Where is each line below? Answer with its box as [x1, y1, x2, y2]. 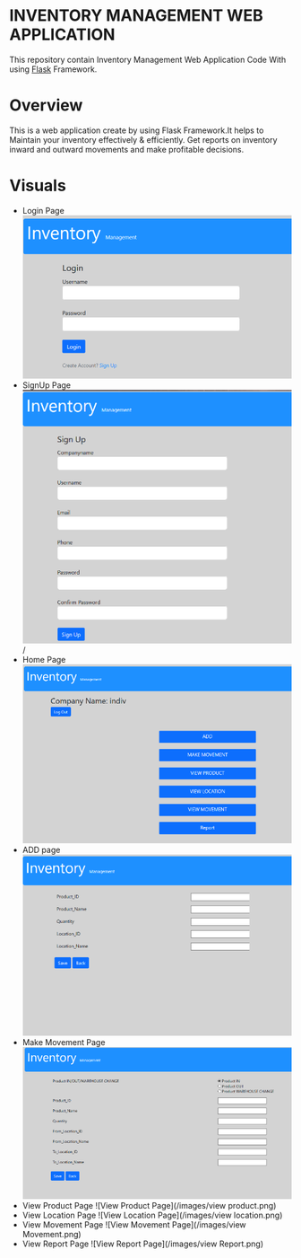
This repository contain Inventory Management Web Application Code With [9, 54, 287, 65]
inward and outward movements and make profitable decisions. [9, 144, 245, 154]
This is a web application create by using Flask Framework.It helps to [9, 125, 264, 136]
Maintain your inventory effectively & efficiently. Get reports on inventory [9, 134, 278, 145]
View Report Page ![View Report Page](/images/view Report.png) [21, 1238, 264, 1249]
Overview [9, 95, 83, 116]
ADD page [21, 844, 61, 855]
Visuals [9, 176, 67, 196]
